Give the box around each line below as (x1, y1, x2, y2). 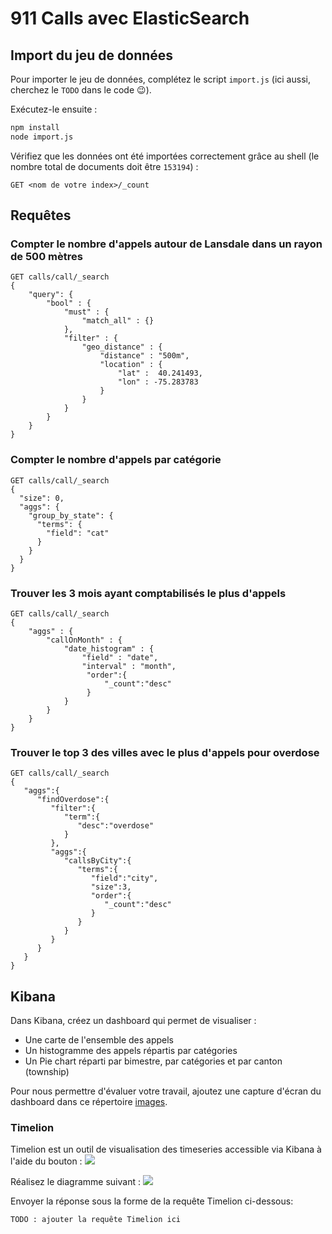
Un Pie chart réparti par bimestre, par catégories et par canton (24, 1055, 283, 1067)
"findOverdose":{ (36, 795, 110, 805)
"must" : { (63, 307, 110, 317)
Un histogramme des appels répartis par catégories (24, 1045, 238, 1057)
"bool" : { (46, 298, 92, 309)
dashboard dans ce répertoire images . (10, 1096, 168, 1108)
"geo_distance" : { (81, 342, 163, 352)
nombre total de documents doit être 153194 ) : (10, 160, 199, 172)
